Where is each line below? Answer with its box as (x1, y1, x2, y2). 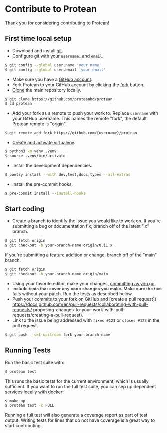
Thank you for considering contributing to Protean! (5, 20, 110, 26)
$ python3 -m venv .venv (5, 149, 57, 154)
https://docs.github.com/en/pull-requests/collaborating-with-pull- (12, 301, 148, 307)
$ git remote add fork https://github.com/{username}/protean (5, 131, 137, 136)
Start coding (5, 205, 45, 213)
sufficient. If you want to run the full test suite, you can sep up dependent (5, 383, 156, 389)
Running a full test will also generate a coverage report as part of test (5, 412, 148, 418)
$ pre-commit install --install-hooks (5, 191, 86, 196)
